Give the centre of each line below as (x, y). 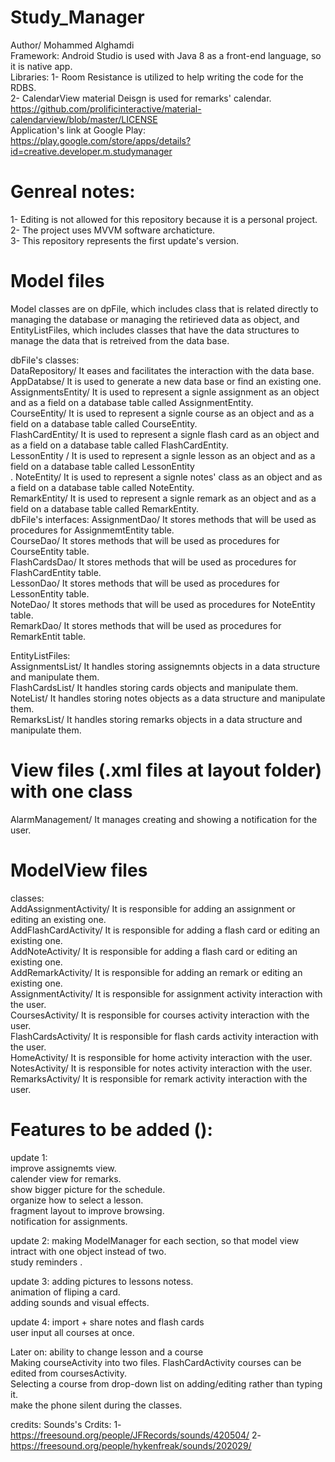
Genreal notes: (73, 192)
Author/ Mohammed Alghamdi (72, 45)
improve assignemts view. (63, 1168)
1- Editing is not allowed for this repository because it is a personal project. (164, 219)
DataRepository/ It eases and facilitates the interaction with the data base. (162, 370)
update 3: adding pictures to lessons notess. (102, 1281)
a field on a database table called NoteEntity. (102, 487)
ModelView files (79, 870)
